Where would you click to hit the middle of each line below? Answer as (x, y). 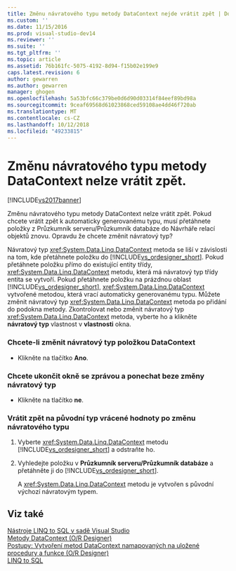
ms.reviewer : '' (31, 40)
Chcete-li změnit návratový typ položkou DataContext (101, 342)
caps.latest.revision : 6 (44, 72)
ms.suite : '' (26, 46)
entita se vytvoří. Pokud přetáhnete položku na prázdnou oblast (99, 280)
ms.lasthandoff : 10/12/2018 (48, 125)
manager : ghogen (31, 92)
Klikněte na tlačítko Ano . (53, 358)
